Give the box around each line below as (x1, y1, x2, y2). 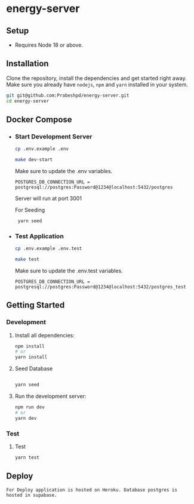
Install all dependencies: (14, 331, 75, 339)
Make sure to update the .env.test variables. (14, 267, 124, 274)
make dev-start (14, 157, 53, 163)
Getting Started (6, 300, 65, 311)
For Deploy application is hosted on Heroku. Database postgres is (6, 487, 178, 493)
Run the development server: (14, 393, 87, 400)
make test (14, 256, 40, 263)
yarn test (14, 454, 40, 461)
